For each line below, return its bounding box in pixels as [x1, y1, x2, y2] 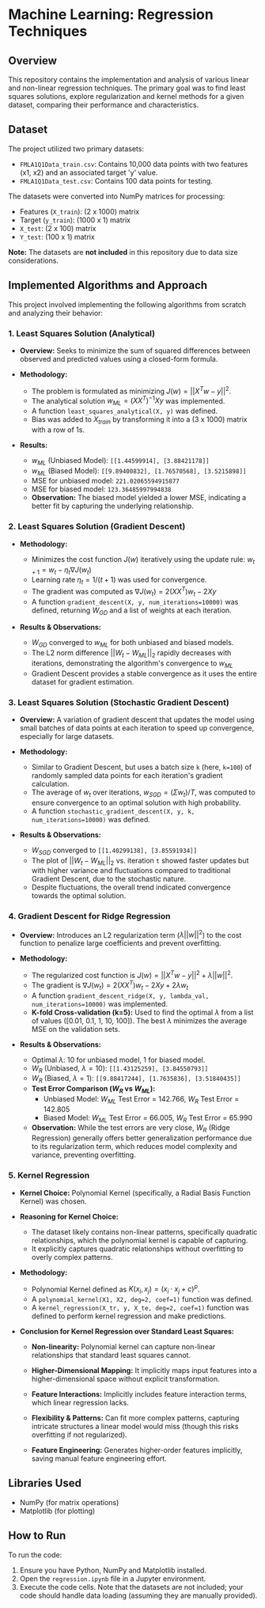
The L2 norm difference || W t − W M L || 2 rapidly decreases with [31, 648, 232, 659]
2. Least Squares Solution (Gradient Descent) [8, 521, 186, 532]
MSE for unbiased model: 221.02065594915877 [31, 476, 180, 486]
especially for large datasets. [19, 732, 115, 741]
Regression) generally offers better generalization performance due [31, 1133, 252, 1143]
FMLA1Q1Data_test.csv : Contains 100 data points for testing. [19, 176, 214, 185]
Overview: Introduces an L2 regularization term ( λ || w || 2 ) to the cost [19, 928, 242, 939]
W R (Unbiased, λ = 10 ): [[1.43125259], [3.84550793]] [31, 1063, 209, 1075]
